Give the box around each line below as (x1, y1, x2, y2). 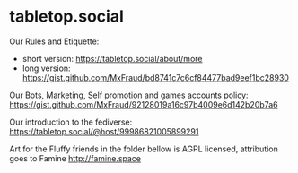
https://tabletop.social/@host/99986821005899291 (9, 125, 199, 136)
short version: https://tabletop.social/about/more (22, 53, 203, 64)
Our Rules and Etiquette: (9, 36, 100, 47)
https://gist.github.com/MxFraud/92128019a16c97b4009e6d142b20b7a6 (9, 99, 278, 109)
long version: (22, 63, 71, 74)
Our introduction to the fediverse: (9, 117, 133, 127)
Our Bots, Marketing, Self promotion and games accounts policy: (9, 90, 249, 100)
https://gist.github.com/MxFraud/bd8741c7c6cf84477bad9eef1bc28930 (22, 72, 290, 82)
